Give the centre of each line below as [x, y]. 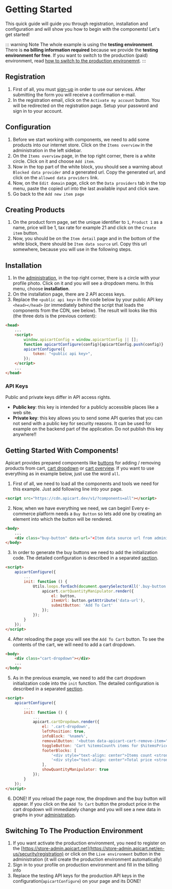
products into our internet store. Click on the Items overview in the [82, 145]
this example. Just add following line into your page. [68, 489]
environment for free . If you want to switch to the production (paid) [77, 55]
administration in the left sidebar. [47, 150]
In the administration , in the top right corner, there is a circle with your [86, 278]
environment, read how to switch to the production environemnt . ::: [76, 60]
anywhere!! [25, 434]
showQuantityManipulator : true [75, 770]
